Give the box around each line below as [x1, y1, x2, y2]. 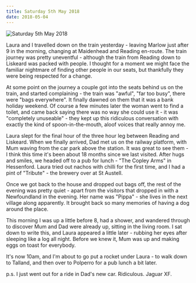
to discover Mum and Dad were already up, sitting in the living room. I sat [6, 223, 183, 230]
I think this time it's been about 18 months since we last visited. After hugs [6, 151, 184, 158]
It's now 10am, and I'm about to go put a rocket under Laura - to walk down [6, 253, 187, 260]
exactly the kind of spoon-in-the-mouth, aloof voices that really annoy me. [6, 121, 186, 128]
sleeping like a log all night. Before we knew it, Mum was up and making [6, 235, 180, 242]
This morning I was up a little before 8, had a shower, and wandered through [6, 216, 190, 223]
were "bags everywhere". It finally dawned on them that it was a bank [6, 96, 174, 103]
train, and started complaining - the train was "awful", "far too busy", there [6, 90, 185, 97]
